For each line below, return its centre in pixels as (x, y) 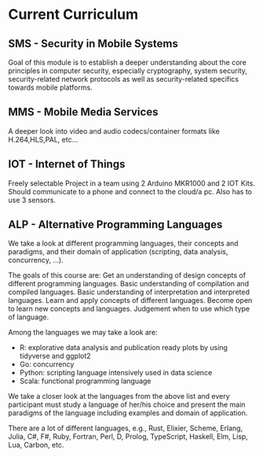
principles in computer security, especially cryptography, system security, (128, 71)
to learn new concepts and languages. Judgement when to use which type (129, 309)
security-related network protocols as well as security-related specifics (124, 79)
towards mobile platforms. (50, 87)
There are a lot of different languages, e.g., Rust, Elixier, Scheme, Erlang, (126, 428)
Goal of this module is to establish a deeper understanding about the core (128, 62)
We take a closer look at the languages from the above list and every (119, 396)
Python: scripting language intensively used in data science (116, 373)
